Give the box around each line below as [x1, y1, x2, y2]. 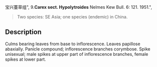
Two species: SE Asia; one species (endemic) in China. [17, 14, 128, 19]
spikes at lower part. [5, 56, 46, 62]
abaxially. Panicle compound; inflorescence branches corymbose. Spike [5, 46, 151, 52]
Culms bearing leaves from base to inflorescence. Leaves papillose [5, 41, 140, 47]
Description [5, 28, 42, 36]
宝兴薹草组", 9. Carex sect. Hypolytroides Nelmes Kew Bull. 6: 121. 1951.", [5, 4, 153, 10]
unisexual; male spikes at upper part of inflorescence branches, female [5, 51, 148, 57]
